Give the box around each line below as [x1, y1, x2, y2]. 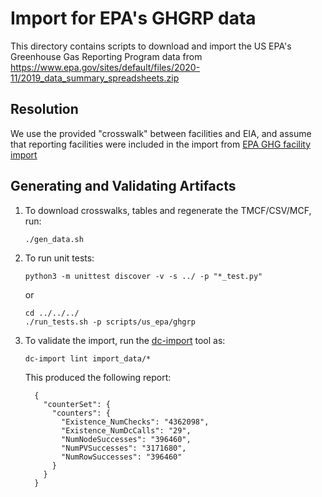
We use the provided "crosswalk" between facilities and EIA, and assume [10, 127, 312, 139]
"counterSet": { [43, 399, 111, 409]
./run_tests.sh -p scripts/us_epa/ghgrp [24, 317, 196, 327]
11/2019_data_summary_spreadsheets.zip [10, 72, 180, 84]
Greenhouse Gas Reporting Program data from [10, 50, 203, 62]
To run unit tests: [24, 252, 95, 264]
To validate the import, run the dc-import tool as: [24, 334, 226, 346]
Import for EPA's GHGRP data [10, 7, 257, 30]
